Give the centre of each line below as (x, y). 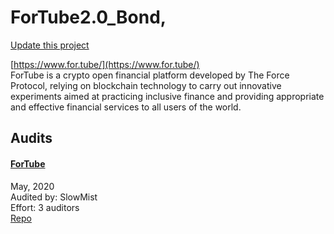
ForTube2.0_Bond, (88, 17)
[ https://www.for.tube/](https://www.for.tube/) (105, 64)
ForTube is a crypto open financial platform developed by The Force (150, 75)
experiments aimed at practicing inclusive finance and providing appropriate (167, 96)
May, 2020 (32, 186)
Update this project (50, 45)
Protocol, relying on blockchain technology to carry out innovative (146, 85)
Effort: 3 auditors (45, 207)
